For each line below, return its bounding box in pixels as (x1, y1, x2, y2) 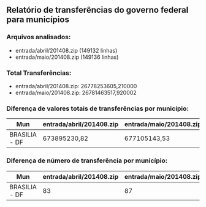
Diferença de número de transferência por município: (6, 156, 168, 165)
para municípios (6, 15, 69, 25)
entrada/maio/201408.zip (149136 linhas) (15, 53, 119, 61)
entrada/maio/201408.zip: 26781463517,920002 (15, 89, 137, 96)
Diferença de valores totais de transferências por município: (6, 104, 189, 113)
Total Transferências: (6, 69, 72, 77)
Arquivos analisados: (6, 33, 71, 42)
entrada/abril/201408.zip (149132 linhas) (15, 47, 118, 54)
